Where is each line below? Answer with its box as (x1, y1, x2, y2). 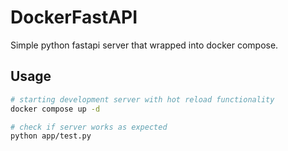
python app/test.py (10, 131, 92, 141)
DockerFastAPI (10, 6, 138, 29)
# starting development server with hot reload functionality (10, 94, 275, 105)
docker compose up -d (10, 104, 101, 114)
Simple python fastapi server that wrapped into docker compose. (10, 39, 279, 51)
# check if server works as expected (10, 122, 168, 132)
